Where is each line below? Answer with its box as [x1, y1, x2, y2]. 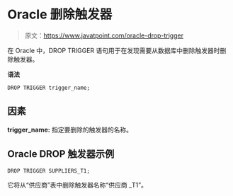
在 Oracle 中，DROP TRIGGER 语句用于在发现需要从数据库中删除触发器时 [7, 46, 221, 54]
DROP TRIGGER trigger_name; [7, 84, 91, 91]
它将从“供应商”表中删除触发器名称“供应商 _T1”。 [7, 180, 147, 189]
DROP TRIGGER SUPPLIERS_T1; [7, 167, 91, 174]
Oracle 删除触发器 [7, 6, 113, 23]
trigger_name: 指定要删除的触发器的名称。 [7, 125, 133, 134]
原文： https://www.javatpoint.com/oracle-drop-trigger [24, 31, 184, 40]
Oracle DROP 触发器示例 [7, 148, 115, 160]
